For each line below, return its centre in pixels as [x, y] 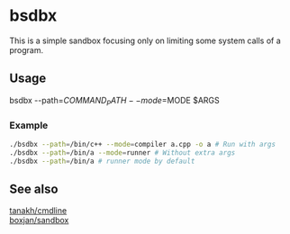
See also [34, 189]
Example [29, 125]
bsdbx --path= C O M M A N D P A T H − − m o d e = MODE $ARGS [114, 101]
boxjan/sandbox [39, 220]
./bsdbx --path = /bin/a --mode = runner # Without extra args [122, 153]
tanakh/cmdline [38, 211]
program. [27, 49]
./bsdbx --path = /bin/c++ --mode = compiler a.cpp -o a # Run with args [143, 144]
